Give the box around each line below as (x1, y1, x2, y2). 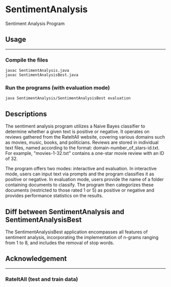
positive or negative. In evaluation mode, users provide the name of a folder (5, 176, 164, 182)
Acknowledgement (5, 254, 67, 263)
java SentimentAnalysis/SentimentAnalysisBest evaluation (5, 96, 131, 101)
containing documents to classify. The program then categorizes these (5, 182, 154, 188)
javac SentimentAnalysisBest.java (5, 72, 79, 77)
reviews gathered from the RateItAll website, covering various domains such (5, 134, 165, 140)
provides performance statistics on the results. (5, 193, 103, 199)
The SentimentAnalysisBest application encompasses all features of (5, 228, 148, 235)
